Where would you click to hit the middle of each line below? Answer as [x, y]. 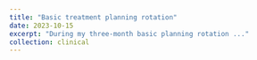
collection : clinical [50, 42]
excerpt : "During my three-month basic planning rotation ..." [129, 34]
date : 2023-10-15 [41, 26]
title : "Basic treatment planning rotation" [93, 17]
